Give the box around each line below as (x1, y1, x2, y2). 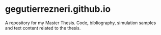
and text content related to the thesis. (5, 25, 81, 31)
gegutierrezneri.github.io (5, 3, 111, 15)
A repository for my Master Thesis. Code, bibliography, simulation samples (5, 20, 156, 26)
